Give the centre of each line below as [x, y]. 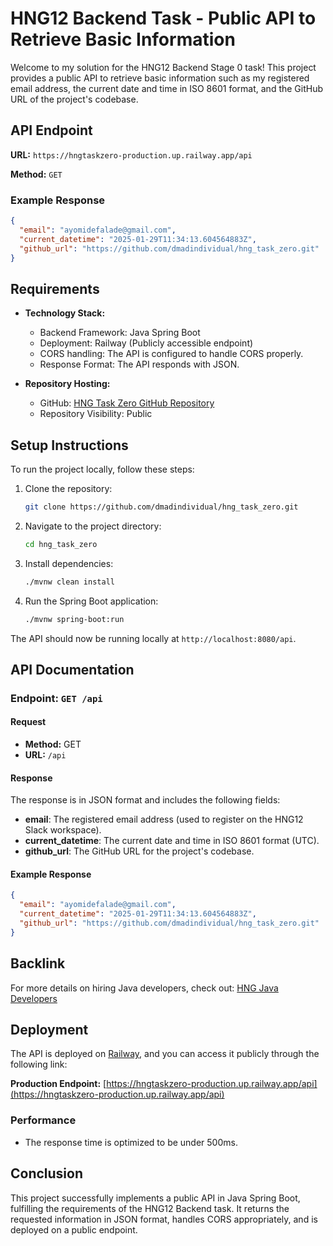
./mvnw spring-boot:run [74, 619]
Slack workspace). [63, 830]
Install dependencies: [69, 563]
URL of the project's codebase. [74, 99]
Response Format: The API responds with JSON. [139, 364]
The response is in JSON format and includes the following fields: [145, 800]
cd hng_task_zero [61, 544]
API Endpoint [51, 130]
